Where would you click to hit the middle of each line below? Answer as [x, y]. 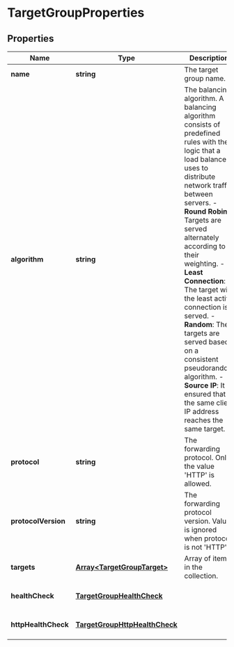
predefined [202, 133]
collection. [201, 576]
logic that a [202, 151]
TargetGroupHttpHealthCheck [126, 624]
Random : [199, 325]
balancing [201, 107]
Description [209, 58]
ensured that [205, 394]
